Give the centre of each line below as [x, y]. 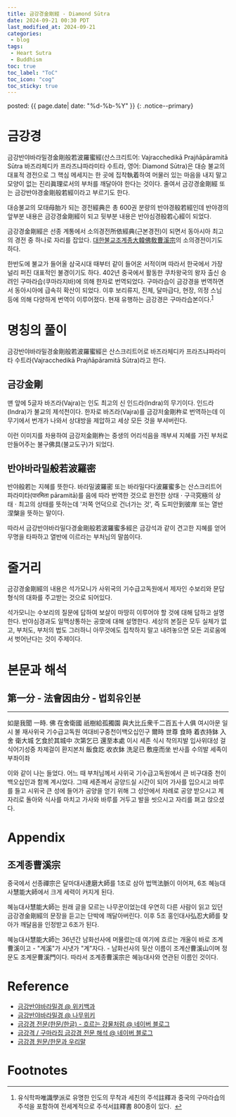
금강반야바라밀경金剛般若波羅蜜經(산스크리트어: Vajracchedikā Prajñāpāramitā [118, 157]
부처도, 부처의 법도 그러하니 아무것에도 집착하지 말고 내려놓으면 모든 [109, 630]
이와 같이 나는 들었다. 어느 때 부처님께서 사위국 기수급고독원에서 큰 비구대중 [110, 773]
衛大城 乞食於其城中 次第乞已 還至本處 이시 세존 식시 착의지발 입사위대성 [117, 741]
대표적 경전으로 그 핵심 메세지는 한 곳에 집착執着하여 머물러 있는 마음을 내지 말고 [117, 175]
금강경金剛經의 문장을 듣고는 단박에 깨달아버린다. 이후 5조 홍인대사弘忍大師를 [114, 916]
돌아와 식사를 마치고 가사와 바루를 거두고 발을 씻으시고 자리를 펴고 [116, 799]
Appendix [36, 837]
